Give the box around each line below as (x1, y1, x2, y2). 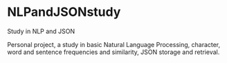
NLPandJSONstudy (7, 4, 121, 20)
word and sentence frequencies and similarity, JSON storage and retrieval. (7, 48, 220, 56)
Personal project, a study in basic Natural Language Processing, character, (7, 40, 221, 48)
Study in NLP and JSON (7, 27, 75, 35)
